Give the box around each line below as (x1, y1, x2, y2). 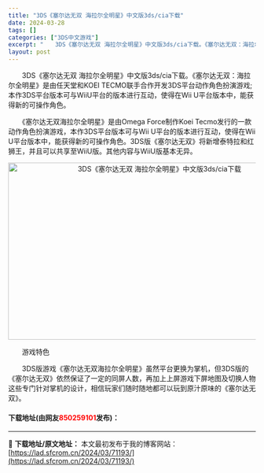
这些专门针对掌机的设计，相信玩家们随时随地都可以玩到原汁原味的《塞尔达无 (8, 383, 256, 393)
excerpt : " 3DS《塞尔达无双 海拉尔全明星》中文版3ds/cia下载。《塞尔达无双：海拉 (8, 41, 255, 49)
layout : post (8, 48, 51, 56)
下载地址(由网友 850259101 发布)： (8, 412, 119, 422)
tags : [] (8, 26, 37, 34)
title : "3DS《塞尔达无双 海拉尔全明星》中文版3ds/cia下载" (8, 11, 185, 20)
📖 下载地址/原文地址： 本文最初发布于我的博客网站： (8, 439, 178, 449)
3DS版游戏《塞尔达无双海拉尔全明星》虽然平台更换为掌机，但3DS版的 (21, 364, 249, 373)
